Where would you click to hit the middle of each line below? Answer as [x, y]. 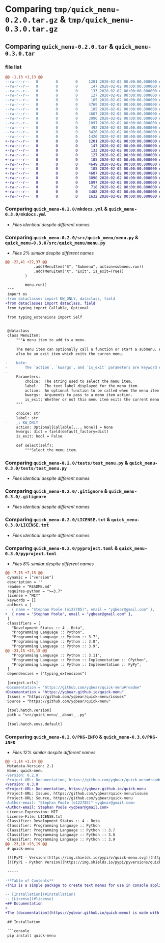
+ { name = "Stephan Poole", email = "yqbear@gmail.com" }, [69, 614]
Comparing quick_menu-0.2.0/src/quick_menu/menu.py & [72, 237]
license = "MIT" [24, 596]
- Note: [16, 363]
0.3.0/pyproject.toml [31, 554]
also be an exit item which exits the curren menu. [70, 354]
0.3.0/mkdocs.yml [26, 215]
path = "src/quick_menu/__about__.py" [47, 715]
